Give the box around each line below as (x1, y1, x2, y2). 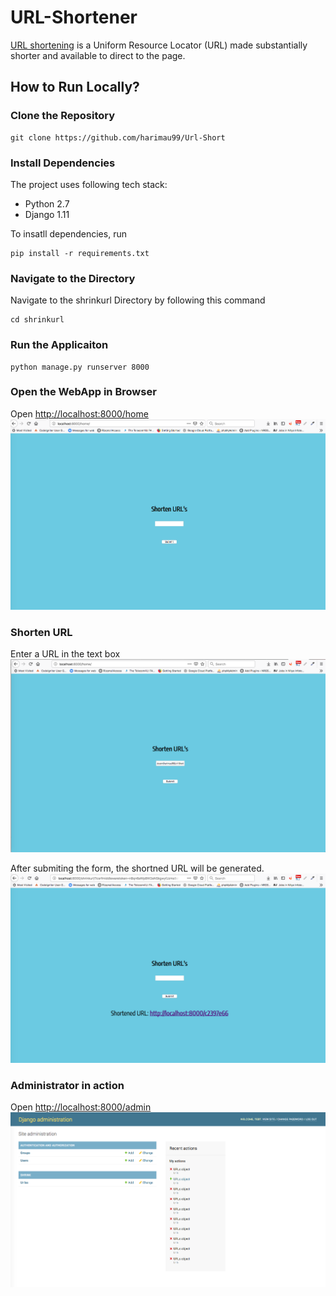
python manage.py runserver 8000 (10, 362, 150, 372)
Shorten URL (10, 625, 73, 639)
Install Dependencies (10, 156, 116, 170)
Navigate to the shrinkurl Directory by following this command (10, 294, 266, 306)
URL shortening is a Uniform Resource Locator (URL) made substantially (10, 39, 308, 51)
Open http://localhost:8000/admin (10, 1101, 152, 1113)
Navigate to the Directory (10, 271, 136, 285)
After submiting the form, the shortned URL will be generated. (10, 862, 265, 875)
